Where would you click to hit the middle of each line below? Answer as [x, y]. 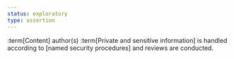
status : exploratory [38, 14]
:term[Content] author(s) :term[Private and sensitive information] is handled [117, 40]
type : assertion [31, 20]
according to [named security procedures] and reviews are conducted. [111, 48]
